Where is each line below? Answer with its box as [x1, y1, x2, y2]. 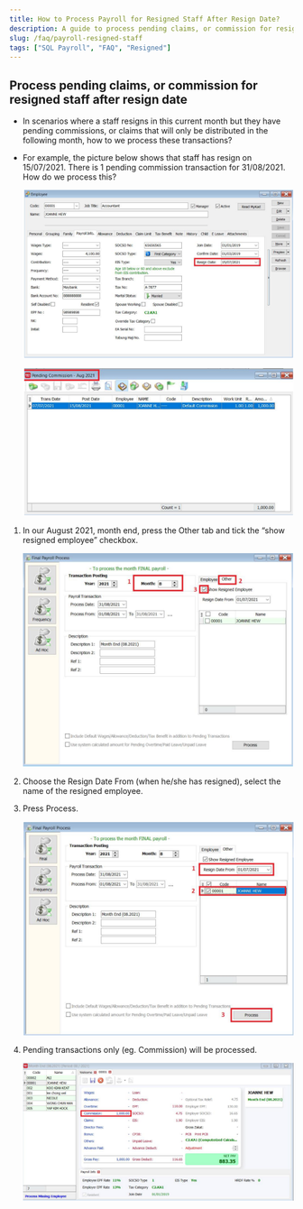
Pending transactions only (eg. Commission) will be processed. [22, 1045, 258, 1056]
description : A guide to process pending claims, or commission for [9, 23, 272, 33]
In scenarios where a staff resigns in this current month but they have [22, 115, 281, 126]
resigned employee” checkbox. [22, 535, 138, 546]
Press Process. [22, 803, 79, 814]
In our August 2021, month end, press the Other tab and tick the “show [22, 525, 286, 536]
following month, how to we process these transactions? [22, 135, 233, 146]
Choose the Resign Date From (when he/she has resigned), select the [22, 776, 281, 787]
